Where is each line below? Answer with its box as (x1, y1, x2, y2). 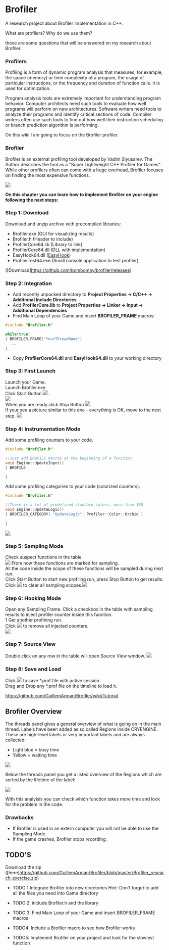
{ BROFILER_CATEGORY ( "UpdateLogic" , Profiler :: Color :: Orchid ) (5, 512, 143, 517)
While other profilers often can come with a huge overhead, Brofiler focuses (5, 167, 163, 173)
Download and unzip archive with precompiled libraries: (5, 221, 121, 227)
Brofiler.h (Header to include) (12, 236, 73, 242)
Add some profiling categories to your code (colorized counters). (5, 484, 140, 490)
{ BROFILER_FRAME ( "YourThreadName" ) (5, 336, 82, 342)
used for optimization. (5, 85, 51, 91)
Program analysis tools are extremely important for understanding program (5, 95, 161, 102)
